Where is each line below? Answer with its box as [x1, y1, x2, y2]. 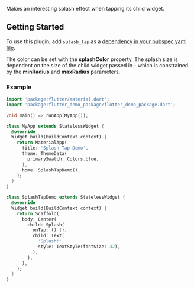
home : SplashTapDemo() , [21, 167, 81, 173]
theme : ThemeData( [21, 151, 67, 157]
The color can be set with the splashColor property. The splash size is [6, 56, 179, 63]
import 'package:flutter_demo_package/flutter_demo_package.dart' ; [6, 102, 176, 108]
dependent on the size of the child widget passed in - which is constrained [6, 62, 189, 69]
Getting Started [6, 22, 64, 32]
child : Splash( [27, 222, 65, 228]
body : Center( [21, 216, 57, 222]
